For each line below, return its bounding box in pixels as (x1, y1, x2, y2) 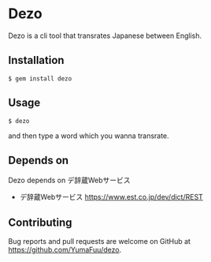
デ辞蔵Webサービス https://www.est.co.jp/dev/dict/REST (19, 193, 203, 202)
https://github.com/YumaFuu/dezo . (8, 245, 122, 255)
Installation (8, 54, 65, 67)
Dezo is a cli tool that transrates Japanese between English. (8, 31, 202, 40)
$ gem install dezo (8, 74, 72, 83)
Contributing (8, 215, 72, 229)
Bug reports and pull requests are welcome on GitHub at (8, 237, 191, 246)
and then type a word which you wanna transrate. (8, 131, 169, 140)
